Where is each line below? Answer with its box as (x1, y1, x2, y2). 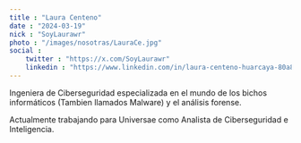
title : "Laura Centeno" (9, 13, 102, 22)
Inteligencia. (9, 123, 55, 134)
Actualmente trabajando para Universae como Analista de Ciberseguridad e (9, 114, 288, 125)
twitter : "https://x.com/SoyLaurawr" (25, 55, 170, 63)
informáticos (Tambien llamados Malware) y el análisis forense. (9, 97, 242, 107)
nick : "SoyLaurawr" (9, 29, 87, 38)
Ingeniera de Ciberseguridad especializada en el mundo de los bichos (9, 87, 267, 98)
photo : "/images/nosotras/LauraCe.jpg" (9, 38, 163, 47)
